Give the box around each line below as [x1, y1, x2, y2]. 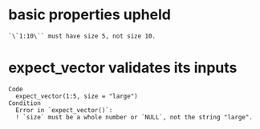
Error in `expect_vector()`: [15, 106, 113, 114]
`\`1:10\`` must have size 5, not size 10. [8, 32, 156, 40]
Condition [8, 99, 42, 107]
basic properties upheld [8, 6, 171, 24]
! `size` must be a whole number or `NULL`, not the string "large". [15, 113, 253, 121]
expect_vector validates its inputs [8, 58, 238, 77]
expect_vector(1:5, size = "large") [15, 92, 138, 100]
